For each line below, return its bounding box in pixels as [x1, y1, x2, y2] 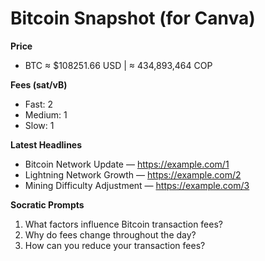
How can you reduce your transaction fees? [24, 239, 206, 251]
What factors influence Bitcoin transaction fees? [24, 218, 223, 230]
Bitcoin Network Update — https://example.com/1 [24, 158, 230, 170]
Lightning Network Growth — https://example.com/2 [24, 168, 242, 181]
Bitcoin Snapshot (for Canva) [10, 7, 256, 30]
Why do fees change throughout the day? [24, 228, 197, 241]
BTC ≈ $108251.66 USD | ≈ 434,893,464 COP [24, 59, 213, 71]
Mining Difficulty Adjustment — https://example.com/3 [24, 179, 250, 191]
